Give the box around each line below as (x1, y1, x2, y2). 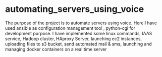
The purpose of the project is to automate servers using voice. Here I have (5, 20, 157, 26)
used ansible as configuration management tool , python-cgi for (5, 25, 135, 31)
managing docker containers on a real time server (5, 46, 107, 52)
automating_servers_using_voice (5, 3, 144, 15)
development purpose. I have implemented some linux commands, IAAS (5, 30, 152, 36)
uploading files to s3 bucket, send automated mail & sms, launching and (5, 41, 152, 47)
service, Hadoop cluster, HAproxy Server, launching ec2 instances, (5, 36, 142, 42)
